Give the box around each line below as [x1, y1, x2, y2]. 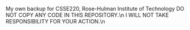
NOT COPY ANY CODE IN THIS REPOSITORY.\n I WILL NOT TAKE [5, 11, 169, 19]
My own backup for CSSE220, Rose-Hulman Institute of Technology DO [5, 5, 185, 12]
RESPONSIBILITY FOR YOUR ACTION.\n [5, 18, 105, 25]
